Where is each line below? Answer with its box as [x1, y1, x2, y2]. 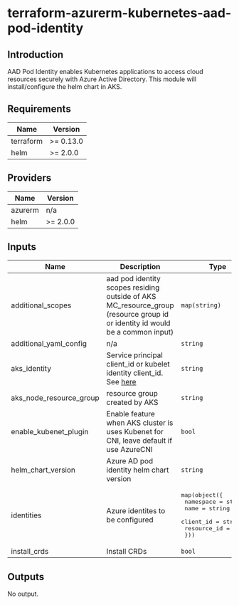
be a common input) [106, 327, 174, 337]
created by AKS [106, 397, 159, 407]
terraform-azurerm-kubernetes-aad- [7, 5, 232, 21]
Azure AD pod [106, 456, 154, 466]
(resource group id [106, 310, 169, 320]
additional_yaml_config [11, 339, 87, 349]
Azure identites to [106, 505, 166, 515]
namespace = [184, 498, 223, 506]
